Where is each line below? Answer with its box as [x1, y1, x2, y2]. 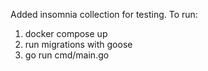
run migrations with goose [24, 39, 133, 50]
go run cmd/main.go [24, 49, 110, 61]
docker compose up [24, 28, 108, 39]
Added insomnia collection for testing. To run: [10, 9, 198, 20]
